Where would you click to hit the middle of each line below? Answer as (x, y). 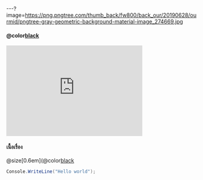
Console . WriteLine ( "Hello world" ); (51, 172)
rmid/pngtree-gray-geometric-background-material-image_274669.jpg (95, 21)
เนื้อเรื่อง (14, 147)
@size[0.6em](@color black (40, 161)
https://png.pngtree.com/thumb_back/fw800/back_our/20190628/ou (111, 15)
